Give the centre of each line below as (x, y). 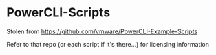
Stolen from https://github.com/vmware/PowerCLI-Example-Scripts (102, 31)
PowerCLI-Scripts (58, 13)
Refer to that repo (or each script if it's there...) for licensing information (108, 44)
